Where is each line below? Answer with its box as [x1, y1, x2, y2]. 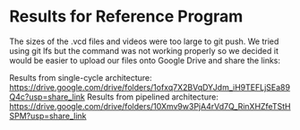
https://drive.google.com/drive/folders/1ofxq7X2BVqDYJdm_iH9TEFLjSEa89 [9, 82, 291, 92]
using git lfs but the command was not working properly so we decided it [9, 45, 279, 56]
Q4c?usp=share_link [9, 91, 85, 102]
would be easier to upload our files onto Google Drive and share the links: [9, 55, 280, 65]
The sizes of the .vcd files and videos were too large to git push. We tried [9, 36, 279, 47]
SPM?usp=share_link [9, 110, 87, 121]
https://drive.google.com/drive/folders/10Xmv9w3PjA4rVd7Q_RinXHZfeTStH [9, 100, 291, 111]
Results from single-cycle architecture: [9, 72, 152, 82]
